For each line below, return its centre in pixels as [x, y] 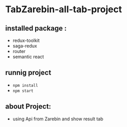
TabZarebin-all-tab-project [64, 9]
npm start [23, 91]
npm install [25, 85]
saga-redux [25, 46]
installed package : [36, 28]
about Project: [28, 106]
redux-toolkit [26, 40]
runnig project [28, 73]
